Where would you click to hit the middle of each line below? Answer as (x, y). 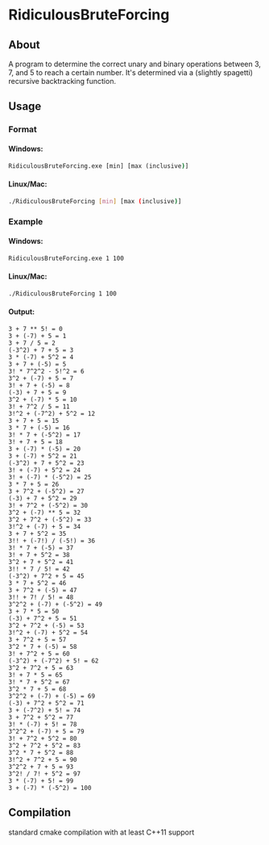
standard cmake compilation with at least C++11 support (101, 832)
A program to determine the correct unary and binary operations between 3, (135, 64)
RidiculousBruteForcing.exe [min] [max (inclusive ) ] (99, 166)
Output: (21, 312)
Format (23, 129)
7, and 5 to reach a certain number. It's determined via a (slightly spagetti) (131, 73)
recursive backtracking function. (62, 81)
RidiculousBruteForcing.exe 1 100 (66, 258)
